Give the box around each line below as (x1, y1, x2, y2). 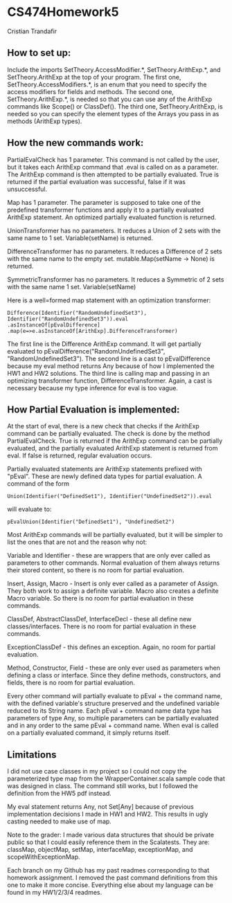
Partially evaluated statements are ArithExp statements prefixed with (7, 465, 202, 473)
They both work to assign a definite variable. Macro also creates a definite (7, 587, 220, 595)
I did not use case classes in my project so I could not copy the (7, 767, 187, 776)
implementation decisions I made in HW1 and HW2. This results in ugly (7, 810, 208, 819)
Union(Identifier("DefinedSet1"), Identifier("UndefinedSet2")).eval (7, 493, 213, 500)
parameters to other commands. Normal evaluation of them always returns (7, 558, 220, 567)
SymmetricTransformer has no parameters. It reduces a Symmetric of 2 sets (7, 275, 224, 284)
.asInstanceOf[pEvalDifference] (7, 321, 100, 329)
